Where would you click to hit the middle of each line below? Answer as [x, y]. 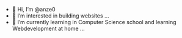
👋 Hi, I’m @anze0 [34, 9]
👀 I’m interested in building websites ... [60, 16]
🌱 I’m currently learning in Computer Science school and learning [94, 22]
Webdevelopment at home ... [48, 28]
